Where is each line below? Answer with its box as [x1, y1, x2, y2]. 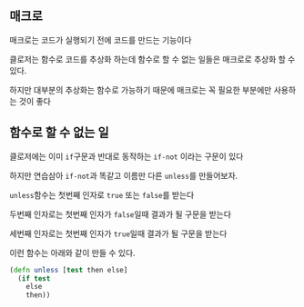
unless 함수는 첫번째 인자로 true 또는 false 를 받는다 [9, 189, 195, 200]
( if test [17, 273, 51, 283]
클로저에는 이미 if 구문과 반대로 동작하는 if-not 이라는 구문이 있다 [9, 151, 244, 162]
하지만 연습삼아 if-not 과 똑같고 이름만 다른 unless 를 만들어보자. [9, 170, 238, 181]
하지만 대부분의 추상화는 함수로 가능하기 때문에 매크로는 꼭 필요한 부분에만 [9, 84, 272, 95]
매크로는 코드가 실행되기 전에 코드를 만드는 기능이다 [9, 35, 192, 45]
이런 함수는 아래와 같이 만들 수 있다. [9, 247, 136, 258]
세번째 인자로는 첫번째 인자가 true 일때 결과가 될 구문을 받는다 [9, 228, 228, 239]
